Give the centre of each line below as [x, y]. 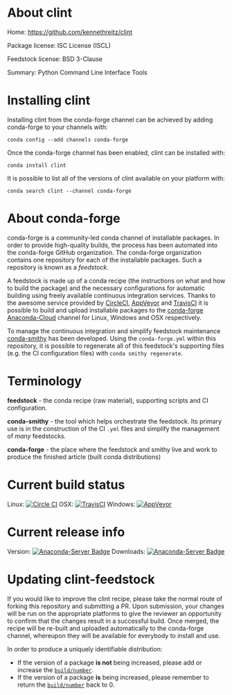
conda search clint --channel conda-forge [69, 191]
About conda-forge [64, 218]
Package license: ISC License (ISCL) [59, 45]
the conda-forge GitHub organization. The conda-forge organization [105, 252]
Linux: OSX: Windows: [71, 504]
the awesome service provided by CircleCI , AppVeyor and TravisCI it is [108, 303]
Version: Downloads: [76, 551]
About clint [40, 13]
